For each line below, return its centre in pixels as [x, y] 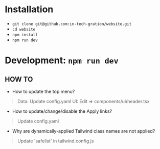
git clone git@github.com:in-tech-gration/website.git [72, 24]
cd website [24, 29]
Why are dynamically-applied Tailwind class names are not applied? [84, 131]
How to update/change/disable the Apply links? [62, 111]
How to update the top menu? [43, 91]
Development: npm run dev [62, 60]
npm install [25, 35]
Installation [29, 9]
